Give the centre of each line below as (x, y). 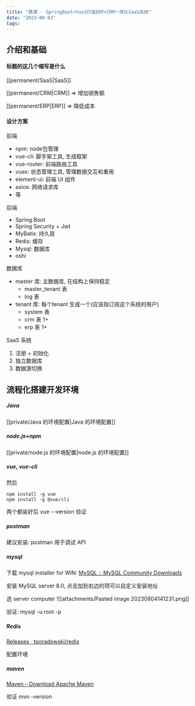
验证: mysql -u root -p (34, 612)
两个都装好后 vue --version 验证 (46, 512)
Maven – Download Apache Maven (50, 684)
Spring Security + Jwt (43, 226)
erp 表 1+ (36, 327)
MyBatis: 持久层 (35, 233)
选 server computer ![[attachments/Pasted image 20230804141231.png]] (98, 599)
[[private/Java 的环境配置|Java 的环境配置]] (61, 422)
